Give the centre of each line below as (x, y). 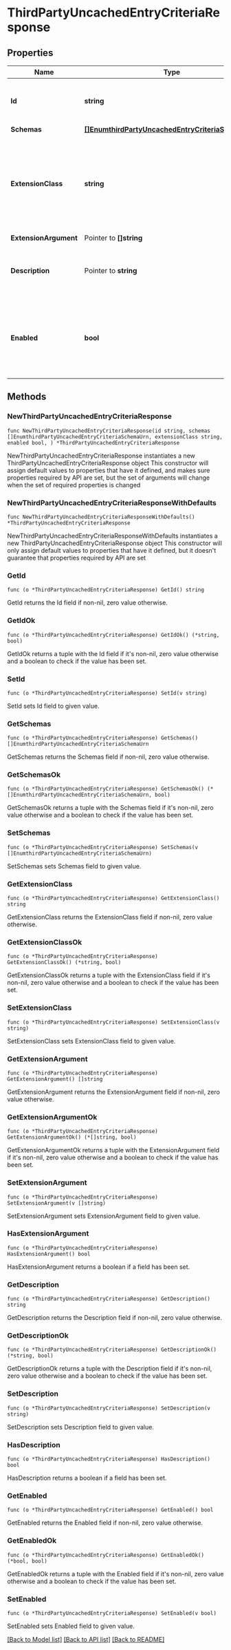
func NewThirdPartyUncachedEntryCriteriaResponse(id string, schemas (109, 431)
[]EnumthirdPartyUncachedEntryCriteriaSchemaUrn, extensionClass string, (115, 437)
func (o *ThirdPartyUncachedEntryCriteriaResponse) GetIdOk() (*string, (113, 635)
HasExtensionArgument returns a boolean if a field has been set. (99, 1267)
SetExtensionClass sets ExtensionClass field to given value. (91, 1041)
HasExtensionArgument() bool (49, 1254)
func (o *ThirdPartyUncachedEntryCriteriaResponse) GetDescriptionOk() (112, 1350)
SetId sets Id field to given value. (53, 706)
